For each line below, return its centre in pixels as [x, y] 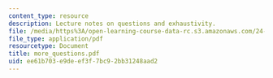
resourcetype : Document [49, 46]
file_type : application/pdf [56, 39]
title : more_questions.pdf [54, 54]
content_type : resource [49, 16]
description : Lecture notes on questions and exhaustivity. [113, 24]
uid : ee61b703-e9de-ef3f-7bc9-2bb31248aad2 [83, 62]
